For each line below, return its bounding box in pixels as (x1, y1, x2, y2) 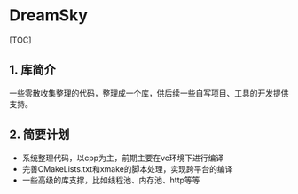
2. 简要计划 (9, 128, 70, 143)
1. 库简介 (9, 63, 56, 78)
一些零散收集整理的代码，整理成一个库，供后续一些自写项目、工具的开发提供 (9, 88, 289, 98)
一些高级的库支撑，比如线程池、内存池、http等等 (21, 175, 200, 185)
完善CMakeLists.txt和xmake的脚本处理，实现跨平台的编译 (21, 163, 233, 174)
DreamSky (9, 5, 89, 26)
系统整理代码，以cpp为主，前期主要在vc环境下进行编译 (21, 152, 224, 163)
